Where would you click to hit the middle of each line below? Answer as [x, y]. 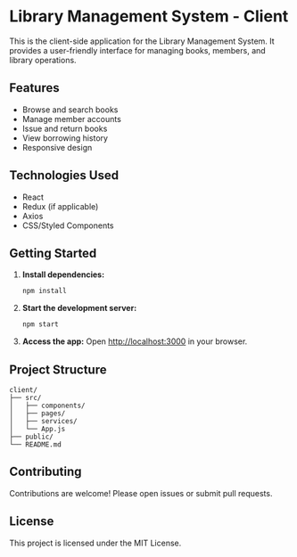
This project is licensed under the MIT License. [95, 543]
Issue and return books [65, 128]
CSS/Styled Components [68, 225]
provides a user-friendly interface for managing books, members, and [137, 50]
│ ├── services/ [43, 421]
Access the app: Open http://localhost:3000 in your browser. [135, 341]
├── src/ [25, 397]
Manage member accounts [72, 119]
